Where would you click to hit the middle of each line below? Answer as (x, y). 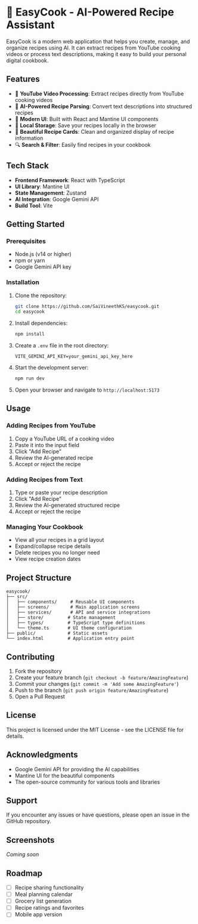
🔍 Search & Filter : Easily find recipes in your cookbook (83, 144)
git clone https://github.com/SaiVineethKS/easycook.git (87, 306)
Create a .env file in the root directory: (62, 346)
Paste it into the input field (47, 445)
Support (22, 800)
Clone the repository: (41, 295)
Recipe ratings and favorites (49, 908)
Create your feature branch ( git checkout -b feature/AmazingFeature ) (102, 677)
